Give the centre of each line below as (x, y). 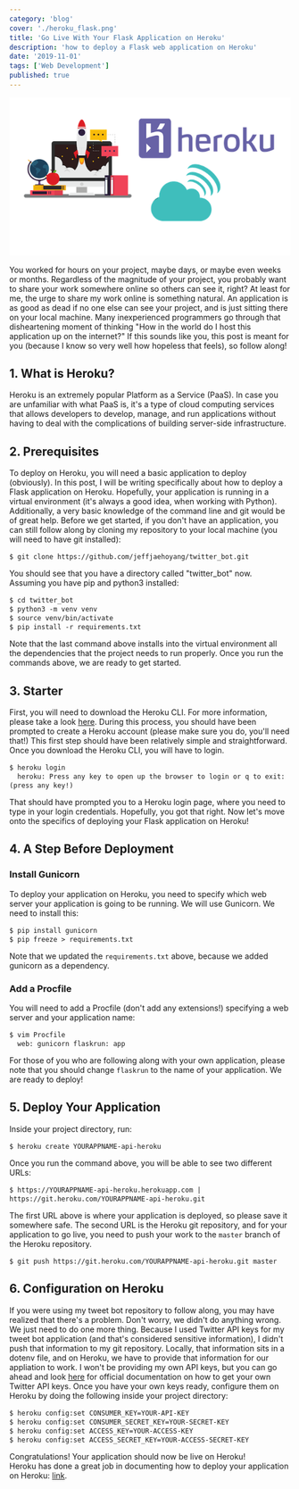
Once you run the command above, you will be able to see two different (141, 1163)
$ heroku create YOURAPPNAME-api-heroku (86, 1146)
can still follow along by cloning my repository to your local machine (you (144, 530)
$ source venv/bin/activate (62, 619)
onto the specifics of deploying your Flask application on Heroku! (129, 821)
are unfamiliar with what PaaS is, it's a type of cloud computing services (142, 404)
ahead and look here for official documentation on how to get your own (140, 1377)
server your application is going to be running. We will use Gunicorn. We (142, 903)
